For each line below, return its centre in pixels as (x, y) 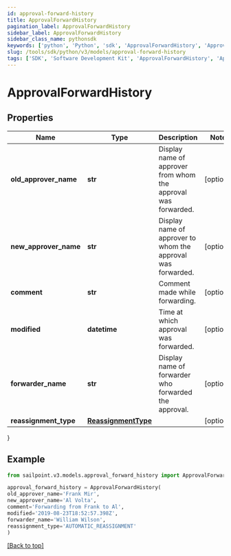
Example (26, 459)
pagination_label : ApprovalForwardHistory (69, 26)
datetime (102, 329)
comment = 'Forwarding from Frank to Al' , (66, 507)
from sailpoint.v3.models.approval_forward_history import (93, 475)
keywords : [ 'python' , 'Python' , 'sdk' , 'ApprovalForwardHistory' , (104, 46)
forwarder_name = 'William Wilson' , (57, 519)
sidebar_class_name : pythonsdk (52, 39)
